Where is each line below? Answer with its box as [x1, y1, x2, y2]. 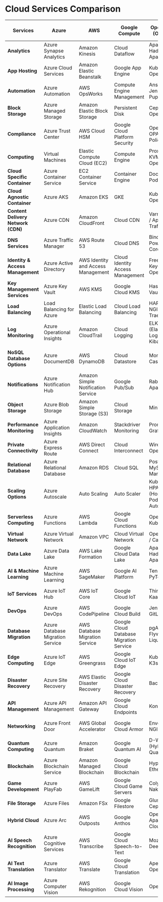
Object [7, 401, 23, 408]
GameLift [79, 785, 100, 792]
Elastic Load [79, 302, 107, 309]
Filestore [114, 802, 134, 809]
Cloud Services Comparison [5, 3, 121, 15]
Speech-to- [114, 843, 143, 850]
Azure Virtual [43, 530, 74, 537]
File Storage [7, 800, 36, 806]
